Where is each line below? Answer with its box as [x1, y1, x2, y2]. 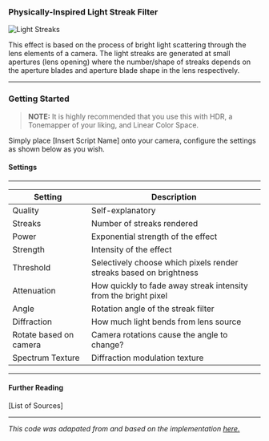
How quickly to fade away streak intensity [90, 280, 248, 291]
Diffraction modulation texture [90, 352, 204, 363]
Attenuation [12, 285, 56, 296]
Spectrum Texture [12, 352, 80, 363]
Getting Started [8, 93, 70, 104]
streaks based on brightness [90, 267, 199, 278]
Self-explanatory [90, 204, 156, 216]
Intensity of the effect [90, 244, 172, 255]
